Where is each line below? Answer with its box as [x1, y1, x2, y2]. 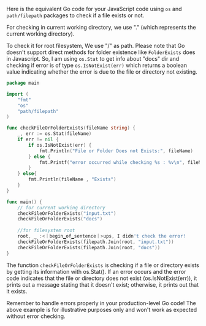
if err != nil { [17, 136, 59, 142]
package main [6, 80, 40, 86]
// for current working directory [17, 204, 105, 211]
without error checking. [6, 312, 66, 320]
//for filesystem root [17, 227, 75, 234]
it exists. [6, 287, 28, 295]
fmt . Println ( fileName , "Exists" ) [28, 176, 116, 183]
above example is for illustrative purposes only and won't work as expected [6, 306, 197, 313]
